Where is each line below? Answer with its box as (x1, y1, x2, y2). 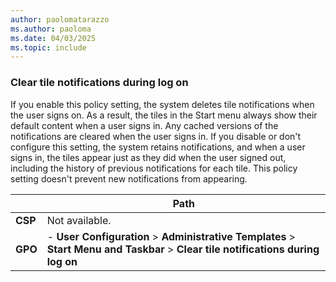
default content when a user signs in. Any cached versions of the (10, 119, 279, 131)
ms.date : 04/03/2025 (10, 33, 97, 43)
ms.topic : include (10, 42, 87, 53)
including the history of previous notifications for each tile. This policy (10, 162, 298, 174)
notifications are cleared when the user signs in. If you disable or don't (10, 130, 302, 142)
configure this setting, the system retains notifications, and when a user (10, 141, 306, 153)
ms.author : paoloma (10, 24, 92, 34)
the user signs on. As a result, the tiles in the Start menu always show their (10, 109, 318, 121)
